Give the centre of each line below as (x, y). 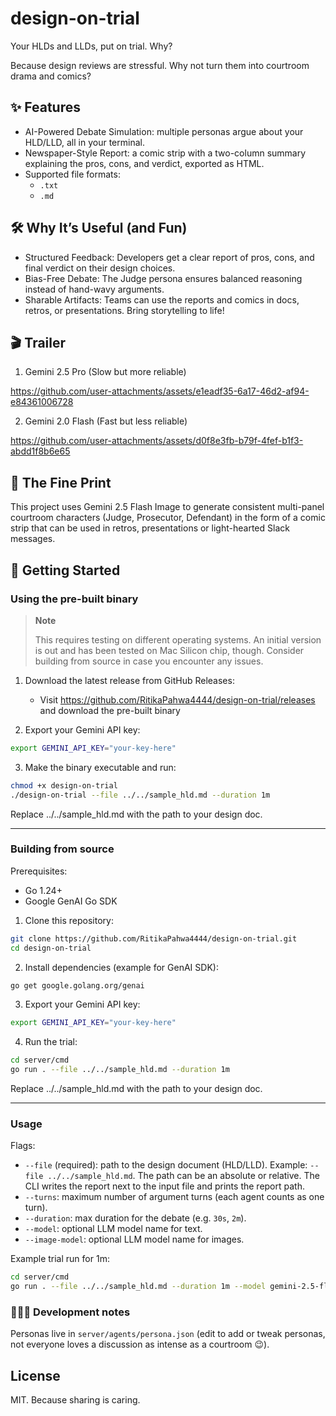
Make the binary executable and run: (100, 767)
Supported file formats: (72, 174)
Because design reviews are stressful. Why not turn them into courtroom (160, 65)
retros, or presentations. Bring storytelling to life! (124, 310)
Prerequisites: (39, 871)
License (35, 1375)
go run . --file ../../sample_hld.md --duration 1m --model (138, 1287)
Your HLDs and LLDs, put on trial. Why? (91, 46)
